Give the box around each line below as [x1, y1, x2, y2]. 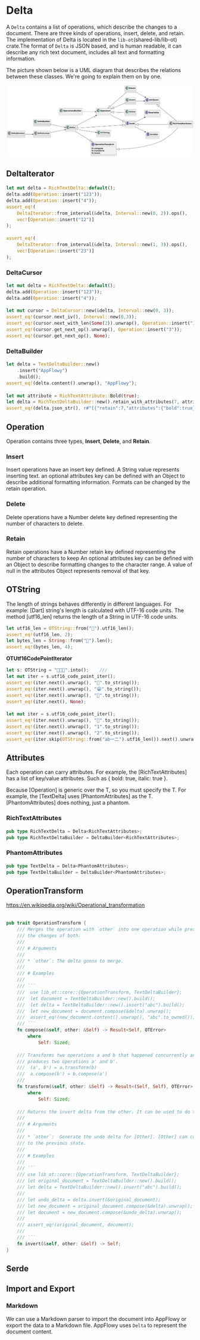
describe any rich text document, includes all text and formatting [6, 48, 165, 55]
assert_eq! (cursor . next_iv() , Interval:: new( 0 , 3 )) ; [6, 314, 137, 320]
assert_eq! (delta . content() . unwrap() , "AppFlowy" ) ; [6, 380, 137, 386]
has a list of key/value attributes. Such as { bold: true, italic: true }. [6, 775, 168, 782]
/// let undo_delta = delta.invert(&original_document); [17, 1196, 161, 1203]
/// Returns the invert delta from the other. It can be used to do [17, 1109, 190, 1115]
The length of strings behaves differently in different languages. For [6, 600, 172, 607]
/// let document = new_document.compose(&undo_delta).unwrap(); [17, 1209, 183, 1215]
